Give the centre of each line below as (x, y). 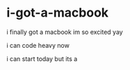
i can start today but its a (42, 59)
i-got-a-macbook (58, 13)
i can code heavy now (38, 45)
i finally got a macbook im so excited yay (65, 32)
